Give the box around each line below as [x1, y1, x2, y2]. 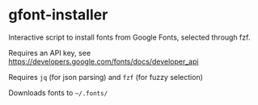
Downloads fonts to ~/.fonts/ [8, 87, 108, 98]
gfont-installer [8, 6, 108, 24]
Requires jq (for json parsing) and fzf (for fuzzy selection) [8, 72, 204, 82]
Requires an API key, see [8, 48, 91, 57]
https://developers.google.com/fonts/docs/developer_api [8, 57, 200, 66]
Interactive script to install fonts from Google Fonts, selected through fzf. [8, 32, 251, 42]
